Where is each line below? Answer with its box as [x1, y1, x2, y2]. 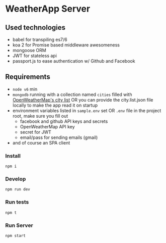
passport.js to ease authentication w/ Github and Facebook [12, 58, 135, 64]
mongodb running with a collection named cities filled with [12, 91, 132, 98]
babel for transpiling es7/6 [12, 36, 67, 42]
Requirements [5, 73, 50, 81]
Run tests [5, 199, 29, 206]
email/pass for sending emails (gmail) [20, 134, 98, 140]
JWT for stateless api [12, 53, 57, 59]
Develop [5, 175, 26, 182]
